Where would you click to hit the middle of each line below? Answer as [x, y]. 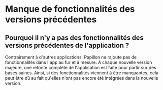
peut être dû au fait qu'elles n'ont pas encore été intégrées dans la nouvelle [82, 78]
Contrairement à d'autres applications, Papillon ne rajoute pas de [71, 57]
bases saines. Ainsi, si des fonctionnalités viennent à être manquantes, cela [82, 73]
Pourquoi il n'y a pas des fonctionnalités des [74, 38]
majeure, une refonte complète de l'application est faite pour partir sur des [81, 68]
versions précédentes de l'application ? [67, 45]
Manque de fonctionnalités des [70, 9]
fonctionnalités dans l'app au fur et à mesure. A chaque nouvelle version [79, 62]
